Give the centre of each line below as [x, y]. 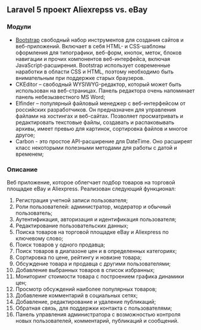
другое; [25, 135]
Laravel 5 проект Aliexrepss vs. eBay [77, 10]
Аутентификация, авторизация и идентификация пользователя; [96, 219]
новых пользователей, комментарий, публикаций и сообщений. [97, 320]
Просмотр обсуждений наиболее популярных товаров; [86, 289]
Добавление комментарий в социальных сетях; [76, 295]
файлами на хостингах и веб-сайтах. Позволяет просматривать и [99, 116]
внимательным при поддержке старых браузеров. [80, 78]
